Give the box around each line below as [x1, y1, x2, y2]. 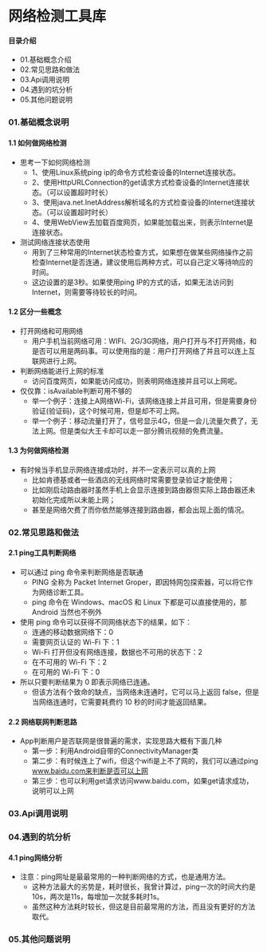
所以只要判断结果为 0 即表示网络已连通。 [19, 677, 155, 687]
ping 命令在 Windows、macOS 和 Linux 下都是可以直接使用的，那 [31, 597, 247, 607]
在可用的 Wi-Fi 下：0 [31, 668, 100, 677]
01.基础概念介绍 [19, 55, 72, 65]
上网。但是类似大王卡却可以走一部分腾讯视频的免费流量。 [38, 426, 228, 435]
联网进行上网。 [31, 356, 81, 366]
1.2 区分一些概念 [8, 307, 62, 316]
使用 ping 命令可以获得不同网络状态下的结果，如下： [19, 617, 193, 627]
